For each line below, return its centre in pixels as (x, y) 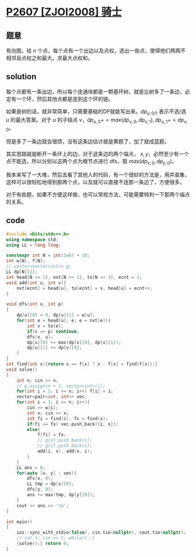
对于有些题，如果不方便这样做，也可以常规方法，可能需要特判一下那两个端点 (98, 194)
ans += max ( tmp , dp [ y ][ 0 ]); (61, 495)
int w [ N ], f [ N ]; (26, 261)
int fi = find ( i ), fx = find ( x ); (68, 418)
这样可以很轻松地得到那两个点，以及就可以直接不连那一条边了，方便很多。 (95, 182)
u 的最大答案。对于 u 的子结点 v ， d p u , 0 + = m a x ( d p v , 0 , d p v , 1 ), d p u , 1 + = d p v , (97, 120)
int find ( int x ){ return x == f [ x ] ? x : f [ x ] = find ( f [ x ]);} (82, 364)
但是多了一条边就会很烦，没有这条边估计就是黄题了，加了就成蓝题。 (88, 142)
